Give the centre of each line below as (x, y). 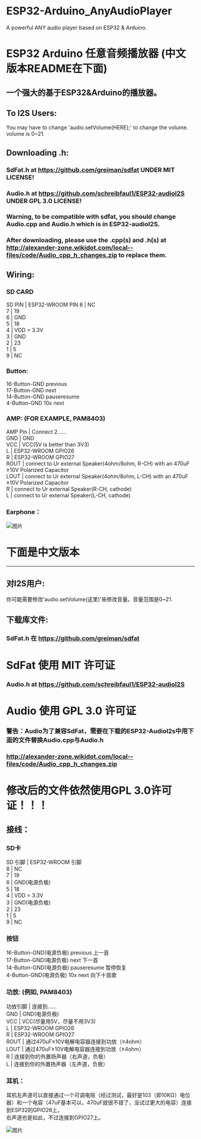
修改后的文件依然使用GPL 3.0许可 (89, 791)
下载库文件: (28, 620)
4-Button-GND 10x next (35, 403)
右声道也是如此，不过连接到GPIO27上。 (55, 1117)
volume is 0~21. (25, 134)
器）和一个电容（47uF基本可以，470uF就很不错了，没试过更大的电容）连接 (99, 1103)
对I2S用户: (25, 584)
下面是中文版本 (43, 552)
